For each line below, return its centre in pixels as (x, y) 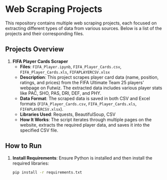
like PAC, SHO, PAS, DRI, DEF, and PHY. (60, 93)
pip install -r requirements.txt (47, 172)
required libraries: (30, 163)
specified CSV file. (39, 130)
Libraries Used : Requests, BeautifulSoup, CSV (68, 114)
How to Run (23, 146)
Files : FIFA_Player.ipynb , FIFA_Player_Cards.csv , (70, 66)
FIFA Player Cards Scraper (40, 61)
